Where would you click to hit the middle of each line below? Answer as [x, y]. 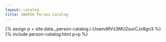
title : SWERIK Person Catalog [37, 14]
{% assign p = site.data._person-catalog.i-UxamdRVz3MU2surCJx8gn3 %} [83, 28]
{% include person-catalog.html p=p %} [47, 34]
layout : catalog [22, 10]
